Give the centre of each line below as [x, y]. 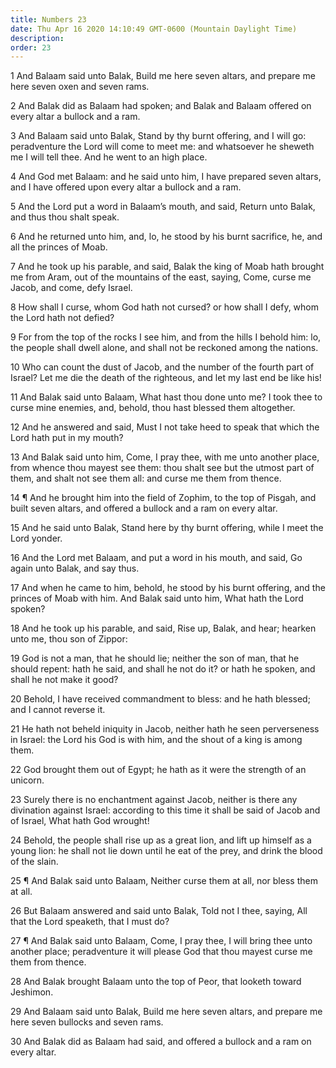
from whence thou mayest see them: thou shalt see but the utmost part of [162, 468]
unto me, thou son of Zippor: [69, 639]
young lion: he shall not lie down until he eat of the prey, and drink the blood [166, 851]
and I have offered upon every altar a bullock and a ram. [126, 187]
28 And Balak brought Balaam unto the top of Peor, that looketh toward [156, 982]
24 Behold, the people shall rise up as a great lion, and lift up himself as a [161, 840]
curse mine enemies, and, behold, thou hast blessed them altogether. [153, 408]
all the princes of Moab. [59, 247]
